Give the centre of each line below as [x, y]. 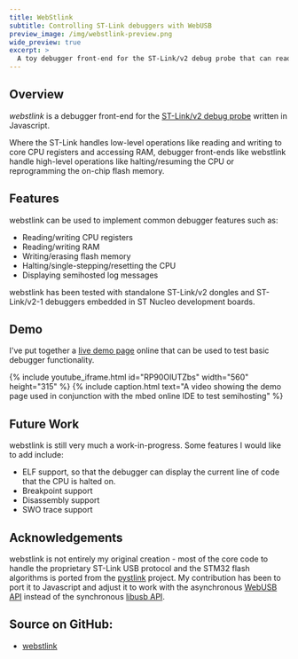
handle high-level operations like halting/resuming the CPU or [122, 161]
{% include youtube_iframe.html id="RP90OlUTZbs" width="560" [129, 377]
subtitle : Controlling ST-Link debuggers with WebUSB [111, 26]
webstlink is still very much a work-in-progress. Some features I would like [145, 445]
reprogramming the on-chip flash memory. [87, 170]
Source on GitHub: [61, 625]
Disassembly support [61, 500]
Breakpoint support [57, 491]
